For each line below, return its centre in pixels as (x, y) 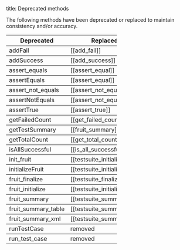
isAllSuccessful (30, 149)
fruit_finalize (26, 179)
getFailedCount (30, 120)
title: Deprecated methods (38, 9)
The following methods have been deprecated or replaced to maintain (90, 20)
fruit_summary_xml (35, 219)
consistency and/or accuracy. (42, 26)
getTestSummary (33, 130)
